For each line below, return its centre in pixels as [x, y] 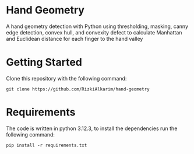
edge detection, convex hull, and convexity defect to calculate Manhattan [94, 32]
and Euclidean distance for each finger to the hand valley [75, 38]
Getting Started [44, 62]
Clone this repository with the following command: [66, 78]
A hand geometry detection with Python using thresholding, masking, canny [97, 26]
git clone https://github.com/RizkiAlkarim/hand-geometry [78, 89]
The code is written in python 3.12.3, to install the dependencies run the [92, 128]
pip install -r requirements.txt [47, 145]
